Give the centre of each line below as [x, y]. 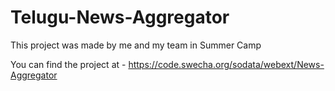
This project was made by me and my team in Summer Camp [136, 45]
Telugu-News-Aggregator [120, 17]
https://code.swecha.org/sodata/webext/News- [226, 64]
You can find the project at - [68, 64]
